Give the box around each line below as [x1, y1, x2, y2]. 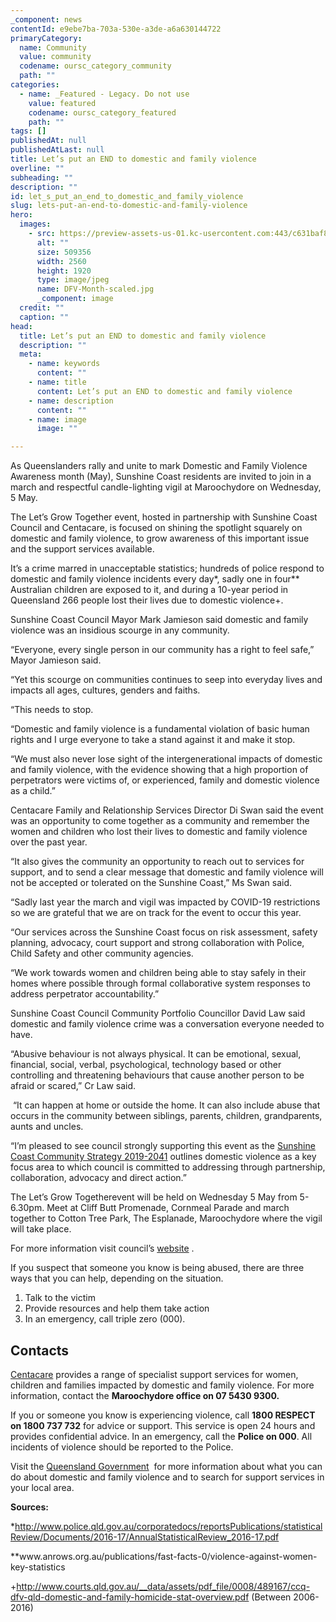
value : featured [28, 98, 97, 108]
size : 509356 [36, 247, 92, 257]
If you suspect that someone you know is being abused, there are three [10, 1262, 305, 1274]
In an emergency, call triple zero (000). [24, 1313, 186, 1325]
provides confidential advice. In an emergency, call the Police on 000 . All [10, 1430, 313, 1442]
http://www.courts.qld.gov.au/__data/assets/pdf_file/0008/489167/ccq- [16, 1580, 311, 1592]
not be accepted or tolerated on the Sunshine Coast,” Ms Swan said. [10, 877, 292, 889]
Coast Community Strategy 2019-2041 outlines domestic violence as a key [10, 1151, 317, 1163]
